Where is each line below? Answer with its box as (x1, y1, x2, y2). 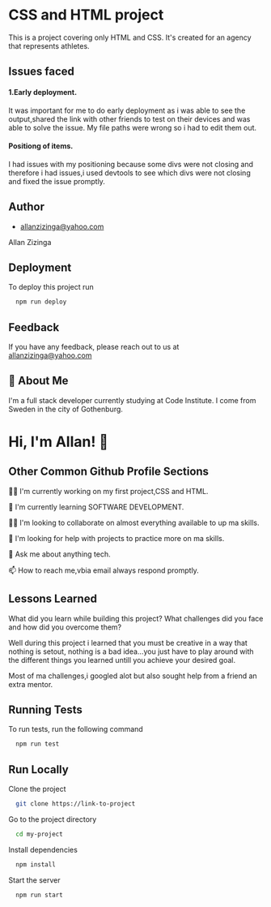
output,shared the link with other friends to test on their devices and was (8, 114, 251, 123)
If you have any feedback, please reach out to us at (8, 342, 180, 352)
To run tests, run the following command (8, 724, 143, 734)
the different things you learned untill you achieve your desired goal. (8, 655, 236, 664)
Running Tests (8, 703, 83, 717)
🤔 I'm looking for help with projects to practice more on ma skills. (8, 533, 225, 543)
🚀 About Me (8, 374, 69, 388)
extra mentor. (8, 679, 53, 689)
